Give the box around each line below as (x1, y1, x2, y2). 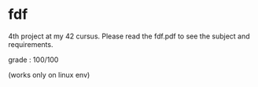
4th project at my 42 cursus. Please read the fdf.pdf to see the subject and (8, 31, 250, 41)
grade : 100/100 (8, 55, 59, 64)
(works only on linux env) (8, 70, 90, 79)
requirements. (8, 39, 53, 49)
